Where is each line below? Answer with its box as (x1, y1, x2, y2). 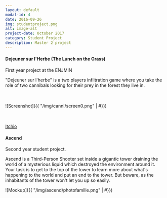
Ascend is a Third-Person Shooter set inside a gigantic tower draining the (5, 156, 158, 162)
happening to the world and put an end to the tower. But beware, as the (5, 172, 154, 178)
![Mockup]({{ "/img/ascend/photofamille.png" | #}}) (5, 187, 113, 193)
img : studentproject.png (5, 21, 58, 27)
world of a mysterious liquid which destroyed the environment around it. (5, 161, 155, 167)
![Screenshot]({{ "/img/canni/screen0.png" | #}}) (5, 103, 107, 109)
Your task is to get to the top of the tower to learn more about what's (5, 167, 148, 173)
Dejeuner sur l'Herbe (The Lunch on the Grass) (5, 56, 106, 62)
